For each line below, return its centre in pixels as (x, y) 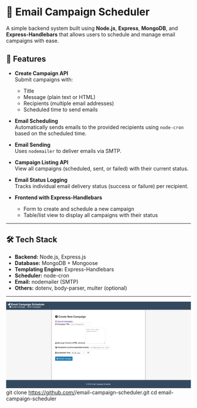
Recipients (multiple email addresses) (69, 103)
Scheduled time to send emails (60, 109)
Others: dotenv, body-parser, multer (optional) (71, 288)
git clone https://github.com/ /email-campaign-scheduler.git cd (81, 393)
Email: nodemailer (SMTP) (46, 281)
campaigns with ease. (33, 40)
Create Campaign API (41, 73)
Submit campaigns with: (44, 79)
